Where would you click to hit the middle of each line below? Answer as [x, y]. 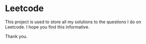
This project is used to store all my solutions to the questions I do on [73, 22]
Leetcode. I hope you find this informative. [47, 27]
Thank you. [16, 36]
